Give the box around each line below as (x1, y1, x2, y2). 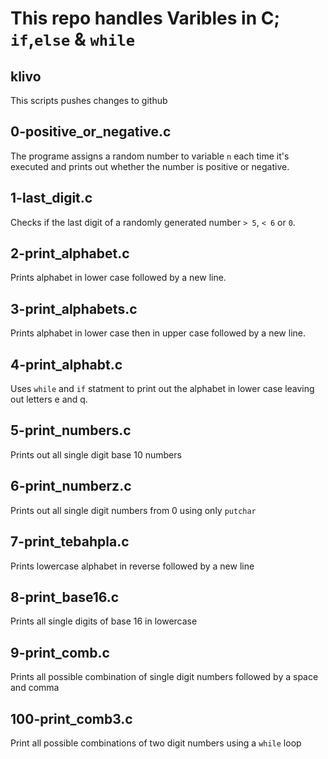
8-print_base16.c (10, 588, 120, 606)
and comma (10, 682, 60, 694)
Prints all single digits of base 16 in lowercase (10, 615, 198, 627)
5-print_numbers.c (10, 422, 132, 439)
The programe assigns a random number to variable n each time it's (10, 150, 290, 162)
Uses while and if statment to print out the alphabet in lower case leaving (10, 383, 315, 395)
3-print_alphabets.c (10, 300, 138, 317)
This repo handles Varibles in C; (10, 7, 281, 30)
